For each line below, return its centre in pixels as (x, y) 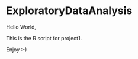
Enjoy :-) (17, 49)
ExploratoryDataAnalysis (69, 11)
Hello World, (21, 27)
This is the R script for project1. (44, 38)
